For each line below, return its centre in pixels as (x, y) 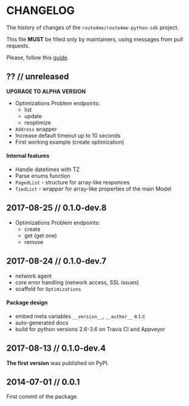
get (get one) (40, 236)
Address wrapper (36, 129)
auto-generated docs (42, 323)
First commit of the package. (43, 397)
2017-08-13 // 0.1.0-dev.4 (56, 348)
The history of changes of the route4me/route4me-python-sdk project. (93, 27)
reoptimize (38, 122)
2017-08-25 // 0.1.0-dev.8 (57, 208)
